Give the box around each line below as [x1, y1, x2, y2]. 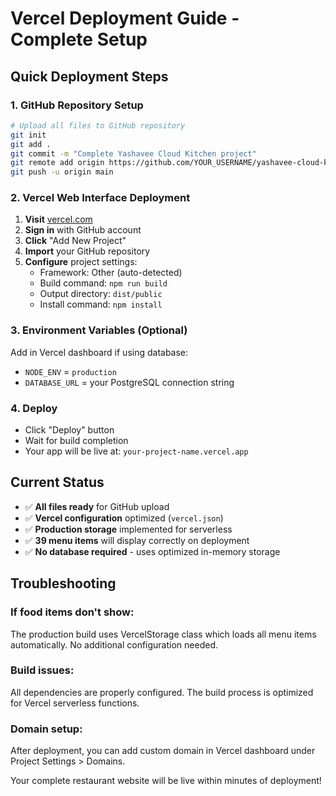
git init [10, 130, 47, 140]
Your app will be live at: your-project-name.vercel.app [24, 445, 249, 457]
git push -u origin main [10, 167, 114, 177]
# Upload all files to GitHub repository [10, 120, 186, 131]
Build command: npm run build [39, 277, 168, 289]
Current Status [10, 474, 105, 491]
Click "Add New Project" [24, 235, 127, 247]
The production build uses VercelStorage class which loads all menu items [10, 628, 317, 640]
